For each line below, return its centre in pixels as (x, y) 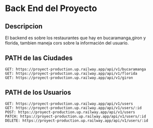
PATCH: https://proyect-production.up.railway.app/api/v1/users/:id (76, 116)
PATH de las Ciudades (39, 58)
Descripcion (24, 26)
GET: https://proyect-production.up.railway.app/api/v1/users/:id (73, 108)
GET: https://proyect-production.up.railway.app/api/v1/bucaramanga (76, 69)
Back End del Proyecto (51, 8)
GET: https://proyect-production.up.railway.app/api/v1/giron (69, 78)
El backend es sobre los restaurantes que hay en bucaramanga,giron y (76, 38)
